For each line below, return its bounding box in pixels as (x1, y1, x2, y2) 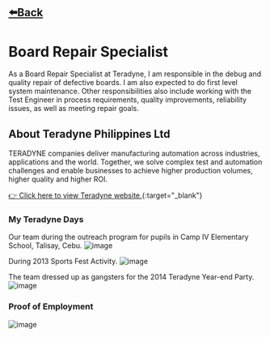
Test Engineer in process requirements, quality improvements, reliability (8, 95, 247, 105)
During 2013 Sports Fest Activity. (8, 257, 118, 267)
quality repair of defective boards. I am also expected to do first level (8, 78, 238, 87)
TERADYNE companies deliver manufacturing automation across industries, (8, 148, 260, 159)
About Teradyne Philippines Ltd (8, 127, 171, 141)
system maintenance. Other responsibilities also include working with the (8, 87, 252, 96)
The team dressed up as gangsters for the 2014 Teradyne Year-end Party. (8, 272, 255, 282)
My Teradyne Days (8, 214, 84, 225)
